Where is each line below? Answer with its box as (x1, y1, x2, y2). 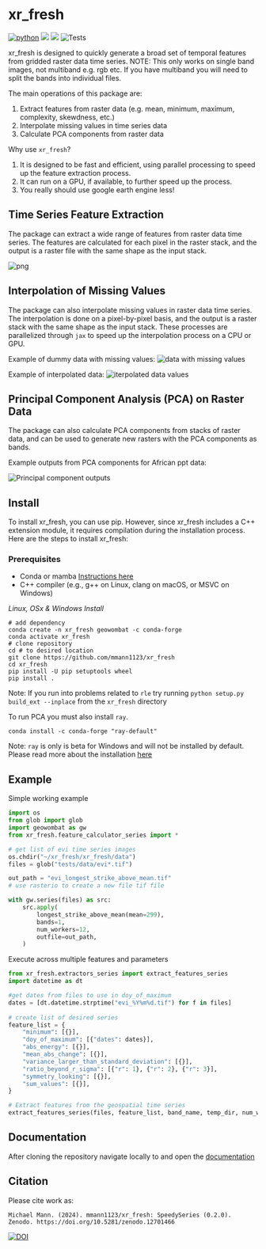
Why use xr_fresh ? (8, 144, 71, 154)
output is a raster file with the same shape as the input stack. (8, 245, 207, 255)
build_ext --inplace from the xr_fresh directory (8, 697, 168, 706)
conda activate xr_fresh (8, 633, 90, 641)
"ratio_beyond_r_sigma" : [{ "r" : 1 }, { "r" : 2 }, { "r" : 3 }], (22, 1065, 218, 1073)
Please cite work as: (8, 1195, 74, 1205)
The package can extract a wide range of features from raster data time (8, 229, 243, 238)
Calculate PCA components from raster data (19, 129, 165, 139)
